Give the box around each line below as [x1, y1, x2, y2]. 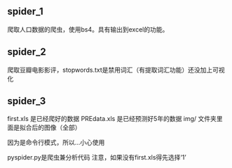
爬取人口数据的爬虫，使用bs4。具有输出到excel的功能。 [7, 25, 169, 34]
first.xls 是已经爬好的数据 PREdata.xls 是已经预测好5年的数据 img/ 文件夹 [7, 115, 217, 123]
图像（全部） [43, 123, 81, 132]
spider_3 [7, 95, 46, 108]
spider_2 [7, 46, 47, 58]
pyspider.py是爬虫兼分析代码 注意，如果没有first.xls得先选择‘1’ [7, 153, 187, 162]
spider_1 [7, 6, 43, 18]
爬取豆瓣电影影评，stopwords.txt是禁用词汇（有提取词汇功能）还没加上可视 [7, 65, 226, 74]
